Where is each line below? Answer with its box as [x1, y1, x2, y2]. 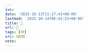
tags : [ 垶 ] [5, 30, 27, 34]
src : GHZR [5, 34, 26, 39]
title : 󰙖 [5, 20, 23, 26]
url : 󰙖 [5, 25, 19, 30]
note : [5, 39, 16, 44]
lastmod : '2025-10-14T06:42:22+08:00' [5, 16, 85, 21]
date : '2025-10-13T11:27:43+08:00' [5, 12, 78, 17]
